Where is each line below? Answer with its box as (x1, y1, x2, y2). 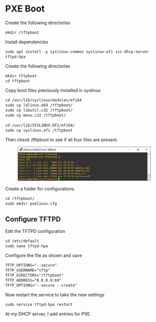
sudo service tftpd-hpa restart (5, 302, 73, 307)
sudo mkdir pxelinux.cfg (5, 201, 57, 206)
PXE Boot (5, 3, 45, 15)
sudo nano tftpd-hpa (5, 244, 49, 249)
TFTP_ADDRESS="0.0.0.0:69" (5, 278, 62, 283)
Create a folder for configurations (5, 186, 74, 192)
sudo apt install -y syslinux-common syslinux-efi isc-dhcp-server (5, 49, 149, 54)
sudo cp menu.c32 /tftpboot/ (5, 113, 66, 118)
